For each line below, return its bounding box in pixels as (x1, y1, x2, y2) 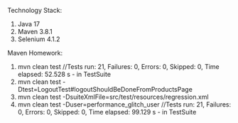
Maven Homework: (7, 49, 63, 57)
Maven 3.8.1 (17, 28, 53, 36)
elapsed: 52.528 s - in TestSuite (17, 70, 112, 78)
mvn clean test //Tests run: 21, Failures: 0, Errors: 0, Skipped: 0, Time (17, 63, 220, 70)
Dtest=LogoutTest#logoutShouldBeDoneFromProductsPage (17, 85, 193, 93)
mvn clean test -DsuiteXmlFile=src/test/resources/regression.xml (17, 92, 209, 101)
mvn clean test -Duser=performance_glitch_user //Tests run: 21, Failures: (17, 100, 232, 109)
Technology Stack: (7, 6, 63, 14)
